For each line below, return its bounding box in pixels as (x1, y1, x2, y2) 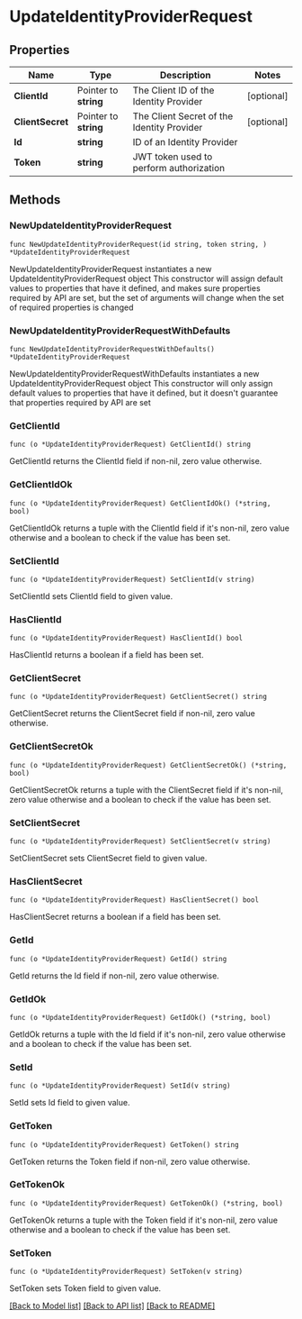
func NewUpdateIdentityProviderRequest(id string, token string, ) (9, 240, 268, 249)
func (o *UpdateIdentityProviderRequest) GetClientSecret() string (9, 692, 268, 702)
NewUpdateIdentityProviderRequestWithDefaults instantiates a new (9, 368, 260, 379)
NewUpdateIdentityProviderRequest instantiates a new (9, 263, 212, 274)
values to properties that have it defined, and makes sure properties (9, 282, 261, 294)
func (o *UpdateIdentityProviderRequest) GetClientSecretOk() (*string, (9, 760, 288, 769)
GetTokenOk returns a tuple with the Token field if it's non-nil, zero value (9, 1214, 279, 1225)
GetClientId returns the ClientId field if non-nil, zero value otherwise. (9, 456, 262, 467)
